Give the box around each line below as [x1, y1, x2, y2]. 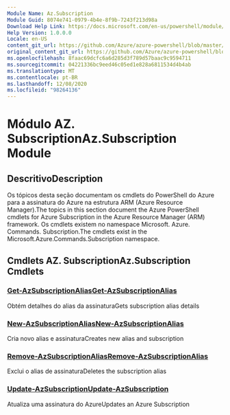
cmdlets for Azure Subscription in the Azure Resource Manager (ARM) [7, 213, 205, 221]
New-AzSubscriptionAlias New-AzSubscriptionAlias [7, 319, 184, 328]
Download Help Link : [7, 23, 66, 30]
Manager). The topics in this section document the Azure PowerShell [7, 205, 200, 214]
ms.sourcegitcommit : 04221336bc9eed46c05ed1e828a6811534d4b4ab [7, 61, 192, 68]
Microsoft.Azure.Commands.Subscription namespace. [7, 235, 160, 243]
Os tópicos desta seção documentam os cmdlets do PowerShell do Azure [7, 191, 214, 199]
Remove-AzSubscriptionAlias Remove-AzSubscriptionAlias [7, 352, 209, 361]
